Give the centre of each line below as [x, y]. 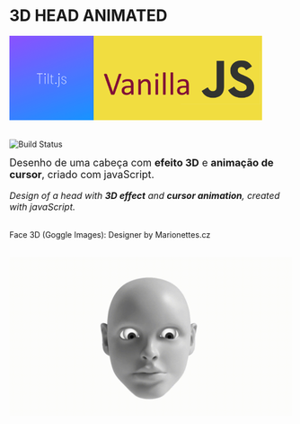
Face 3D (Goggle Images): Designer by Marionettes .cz [110, 234]
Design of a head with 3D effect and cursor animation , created [145, 195]
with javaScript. [43, 206]
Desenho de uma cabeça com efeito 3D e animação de [141, 162]
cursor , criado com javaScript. [82, 174]
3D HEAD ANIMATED [88, 16]
